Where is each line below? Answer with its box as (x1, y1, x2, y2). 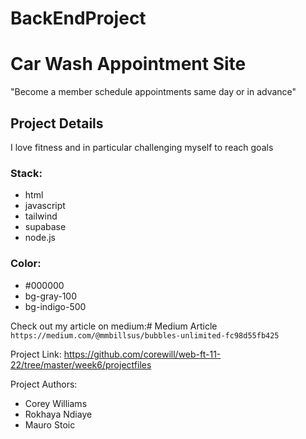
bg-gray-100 (24, 290, 78, 302)
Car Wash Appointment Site (10, 53, 247, 76)
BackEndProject (10, 7, 147, 30)
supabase (24, 221, 67, 233)
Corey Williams (24, 397, 88, 409)
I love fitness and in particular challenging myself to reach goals (10, 141, 274, 153)
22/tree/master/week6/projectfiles (10, 358, 152, 371)
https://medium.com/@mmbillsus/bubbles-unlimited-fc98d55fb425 (10, 330, 280, 341)
